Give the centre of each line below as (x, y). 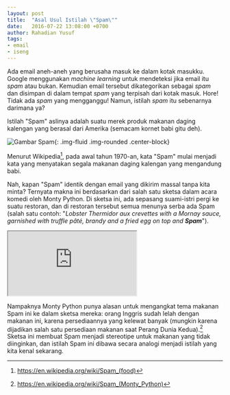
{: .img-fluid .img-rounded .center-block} (112, 142)
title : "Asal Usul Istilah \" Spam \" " (62, 20)
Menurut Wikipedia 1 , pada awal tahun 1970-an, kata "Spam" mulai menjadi (112, 155)
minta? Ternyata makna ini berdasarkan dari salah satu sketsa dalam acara (112, 191)
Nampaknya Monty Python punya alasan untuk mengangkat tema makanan (113, 306)
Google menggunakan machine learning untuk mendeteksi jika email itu (108, 78)
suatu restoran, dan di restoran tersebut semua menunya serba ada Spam (111, 206)
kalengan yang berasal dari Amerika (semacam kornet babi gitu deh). (105, 128)
